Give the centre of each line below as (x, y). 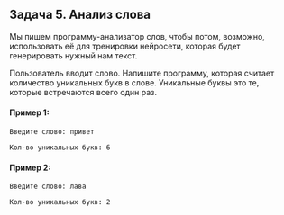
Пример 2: (30, 167)
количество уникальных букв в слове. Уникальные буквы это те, (134, 82)
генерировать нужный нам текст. (73, 55)
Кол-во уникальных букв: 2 (60, 202)
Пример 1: (29, 112)
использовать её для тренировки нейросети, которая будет (125, 46)
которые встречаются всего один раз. (83, 92)
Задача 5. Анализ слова (80, 15)
